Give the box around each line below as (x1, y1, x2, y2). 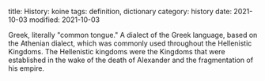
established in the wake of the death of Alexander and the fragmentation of (8, 55, 254, 64)
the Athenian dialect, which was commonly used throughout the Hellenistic (8, 39, 252, 48)
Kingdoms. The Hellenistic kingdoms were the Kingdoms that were (8, 47, 225, 56)
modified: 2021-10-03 (28, 15, 100, 24)
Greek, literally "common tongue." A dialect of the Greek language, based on (8, 31, 258, 39)
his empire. (8, 64, 45, 73)
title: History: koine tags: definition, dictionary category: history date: (8, 7, 232, 16)
